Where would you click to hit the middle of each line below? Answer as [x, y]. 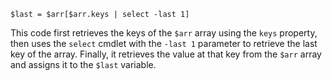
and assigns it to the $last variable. [83, 64]
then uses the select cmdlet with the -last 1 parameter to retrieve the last [164, 43]
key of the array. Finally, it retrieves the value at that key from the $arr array [166, 54]
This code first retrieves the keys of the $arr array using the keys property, [164, 33]
